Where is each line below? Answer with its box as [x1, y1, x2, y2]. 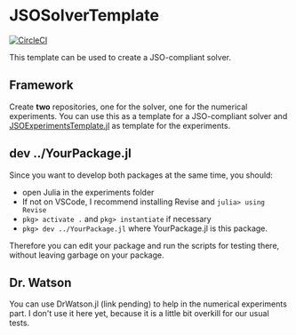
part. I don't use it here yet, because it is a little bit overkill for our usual [9, 308, 269, 319]
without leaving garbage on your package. [9, 250, 164, 260]
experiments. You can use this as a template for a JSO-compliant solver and [9, 110, 288, 121]
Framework [9, 77, 74, 93]
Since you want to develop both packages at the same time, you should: [9, 170, 274, 180]
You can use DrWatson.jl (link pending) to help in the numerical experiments [9, 299, 287, 309]
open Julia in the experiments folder [21, 187, 155, 197]
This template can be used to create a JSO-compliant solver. [9, 52, 232, 62]
